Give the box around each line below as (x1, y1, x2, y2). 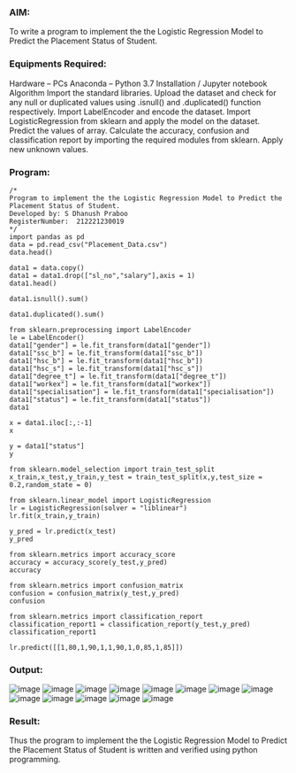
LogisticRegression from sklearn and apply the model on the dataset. (9, 115, 261, 126)
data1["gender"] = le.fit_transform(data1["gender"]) (9, 341, 212, 350)
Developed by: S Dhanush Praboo (9, 209, 128, 218)
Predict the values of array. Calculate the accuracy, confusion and (9, 125, 250, 135)
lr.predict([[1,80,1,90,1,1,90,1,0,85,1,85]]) (9, 643, 184, 652)
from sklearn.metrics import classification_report (9, 612, 203, 621)
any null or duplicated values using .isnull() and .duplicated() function (9, 97, 262, 107)
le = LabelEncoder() (9, 333, 86, 342)
